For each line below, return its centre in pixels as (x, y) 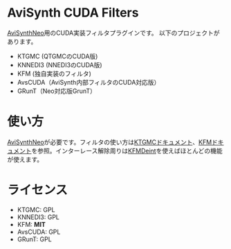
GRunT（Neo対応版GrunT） (57, 91)
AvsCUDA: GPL (39, 232)
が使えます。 (25, 159)
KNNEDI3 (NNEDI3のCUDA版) (59, 65)
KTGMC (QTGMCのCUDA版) (57, 56)
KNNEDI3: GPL (38, 217)
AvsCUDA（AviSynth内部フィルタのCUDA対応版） (89, 82)
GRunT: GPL (34, 239)
